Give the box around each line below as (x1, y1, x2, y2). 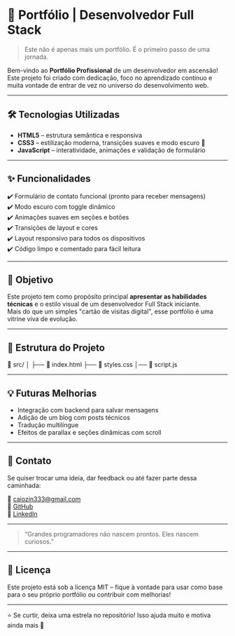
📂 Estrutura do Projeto (7, 341, 105, 353)
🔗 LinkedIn (7, 509, 38, 518)
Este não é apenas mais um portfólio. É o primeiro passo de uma (24, 45, 211, 53)
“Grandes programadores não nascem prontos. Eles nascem (24, 529, 199, 538)
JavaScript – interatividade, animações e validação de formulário (17, 146, 206, 154)
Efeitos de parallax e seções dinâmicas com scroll (17, 428, 162, 436)
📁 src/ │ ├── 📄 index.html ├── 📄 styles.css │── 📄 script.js (7, 360, 178, 369)
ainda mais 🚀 (7, 621, 44, 629)
